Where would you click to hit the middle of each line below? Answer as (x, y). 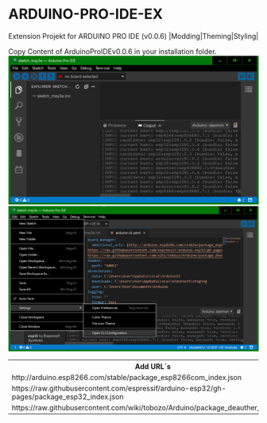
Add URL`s (153, 366)
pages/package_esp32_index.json (68, 397)
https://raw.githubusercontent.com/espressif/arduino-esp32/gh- (119, 388)
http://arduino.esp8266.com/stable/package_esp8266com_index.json (127, 377)
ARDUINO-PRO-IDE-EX (85, 14)
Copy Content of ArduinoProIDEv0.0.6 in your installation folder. (112, 51)
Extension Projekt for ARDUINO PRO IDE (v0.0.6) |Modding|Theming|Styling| (133, 36)
